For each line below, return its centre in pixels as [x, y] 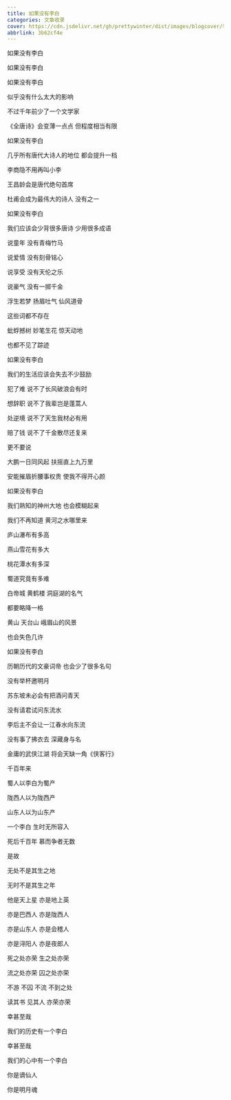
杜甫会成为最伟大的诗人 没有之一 [53, 199]
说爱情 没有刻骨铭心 [35, 258]
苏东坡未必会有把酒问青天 [43, 695]
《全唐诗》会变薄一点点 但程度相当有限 [62, 126]
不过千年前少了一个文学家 [43, 111]
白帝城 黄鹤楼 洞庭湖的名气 [45, 593]
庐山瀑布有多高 [28, 535]
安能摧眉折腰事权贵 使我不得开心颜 [56, 476]
